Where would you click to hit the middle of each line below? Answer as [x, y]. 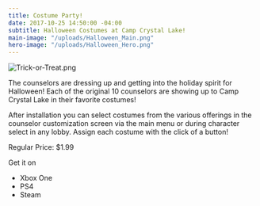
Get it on [22, 162]
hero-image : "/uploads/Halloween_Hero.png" [81, 45]
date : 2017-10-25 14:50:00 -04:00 [65, 23]
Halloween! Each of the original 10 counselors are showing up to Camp [124, 91]
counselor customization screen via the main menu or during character [124, 124]
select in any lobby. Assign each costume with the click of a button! [118, 132]
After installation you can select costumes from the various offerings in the [130, 115]
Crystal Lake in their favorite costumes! [72, 100]
